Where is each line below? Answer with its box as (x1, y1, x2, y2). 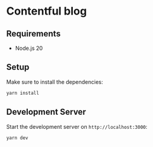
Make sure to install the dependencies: (6, 78, 103, 86)
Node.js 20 (15, 44, 43, 52)
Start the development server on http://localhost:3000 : (6, 123, 148, 130)
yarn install (6, 90, 39, 96)
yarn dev (6, 135, 29, 141)
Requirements (6, 29, 61, 39)
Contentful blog (6, 4, 87, 18)
